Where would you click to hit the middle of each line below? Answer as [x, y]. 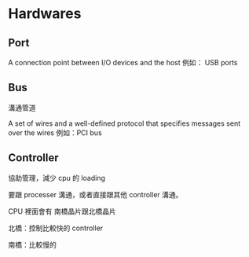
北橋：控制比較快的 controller [56, 228]
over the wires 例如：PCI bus [55, 132]
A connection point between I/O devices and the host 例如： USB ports [123, 62]
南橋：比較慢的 [32, 244]
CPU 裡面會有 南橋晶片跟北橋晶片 [62, 211]
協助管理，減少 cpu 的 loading [57, 178]
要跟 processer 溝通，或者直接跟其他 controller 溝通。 [95, 194]
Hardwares [45, 14]
